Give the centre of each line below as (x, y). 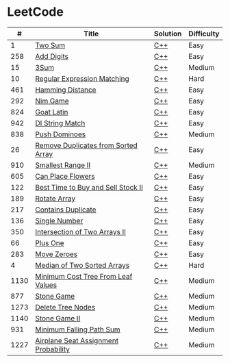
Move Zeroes (56, 254)
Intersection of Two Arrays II (81, 231)
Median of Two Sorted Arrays (82, 265)
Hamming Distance (66, 90)
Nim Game (52, 101)
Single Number (59, 221)
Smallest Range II (63, 165)
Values (46, 285)
